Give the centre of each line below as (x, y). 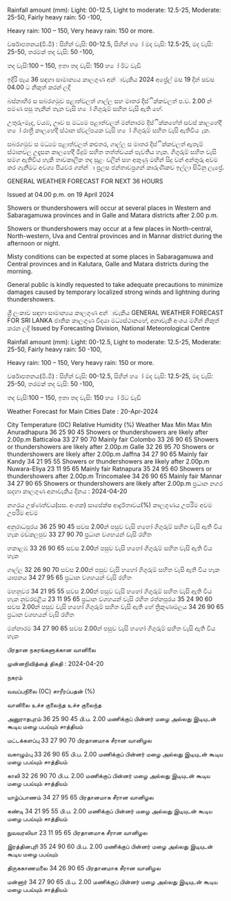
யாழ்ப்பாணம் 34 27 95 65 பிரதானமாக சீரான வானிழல (80, 797)
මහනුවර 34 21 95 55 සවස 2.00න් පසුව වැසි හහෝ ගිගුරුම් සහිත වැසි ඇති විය (110, 591)
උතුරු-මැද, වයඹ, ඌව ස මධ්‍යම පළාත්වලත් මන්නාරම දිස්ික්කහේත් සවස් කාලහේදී (114, 122)
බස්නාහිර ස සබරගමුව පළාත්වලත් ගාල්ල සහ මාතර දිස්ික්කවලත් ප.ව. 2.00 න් (110, 101)
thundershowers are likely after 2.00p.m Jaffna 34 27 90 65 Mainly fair (108, 454)
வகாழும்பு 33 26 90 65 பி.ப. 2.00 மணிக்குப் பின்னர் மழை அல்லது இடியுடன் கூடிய (115, 754)
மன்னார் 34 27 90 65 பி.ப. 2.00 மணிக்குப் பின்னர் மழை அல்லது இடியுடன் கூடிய (112, 882)
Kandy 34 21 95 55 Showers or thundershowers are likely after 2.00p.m (109, 461)
